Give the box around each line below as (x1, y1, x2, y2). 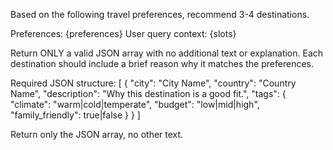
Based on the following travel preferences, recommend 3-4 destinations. (10, 9, 310, 20)
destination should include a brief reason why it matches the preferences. (10, 58, 314, 69)
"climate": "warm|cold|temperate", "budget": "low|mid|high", (10, 99, 260, 110)
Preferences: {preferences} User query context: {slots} (10, 28, 237, 39)
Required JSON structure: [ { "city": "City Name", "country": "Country (10, 77, 297, 89)
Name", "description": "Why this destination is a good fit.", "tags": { (10, 88, 287, 99)
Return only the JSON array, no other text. (10, 129, 184, 140)
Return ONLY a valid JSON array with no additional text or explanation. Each (10, 47, 324, 59)
